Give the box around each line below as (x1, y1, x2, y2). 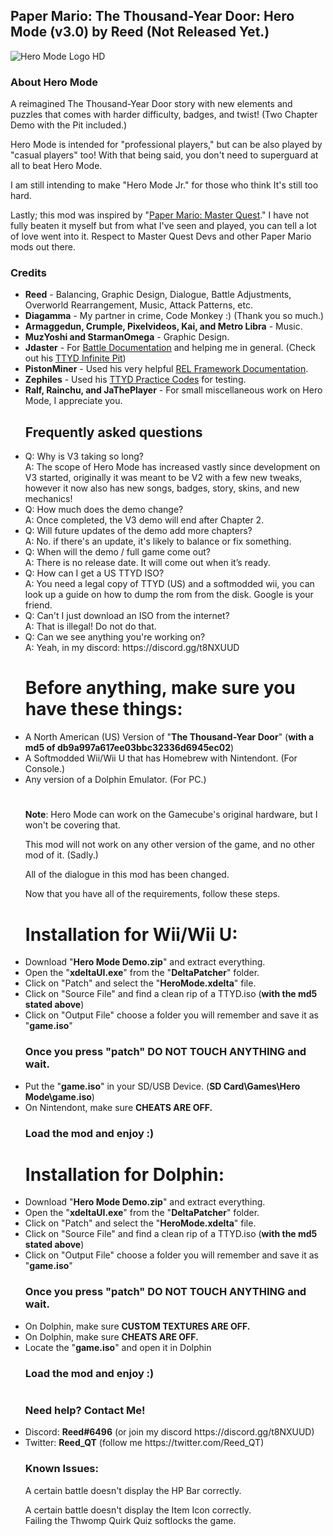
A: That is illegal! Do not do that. (24, 620, 157, 633)
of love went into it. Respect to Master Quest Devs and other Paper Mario (10, 230, 312, 243)
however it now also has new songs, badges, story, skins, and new (24, 482, 300, 494)
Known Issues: (24, 1462, 99, 1476)
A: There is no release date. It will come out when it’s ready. (24, 557, 271, 569)
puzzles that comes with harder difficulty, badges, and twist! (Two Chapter (10, 109, 318, 121)
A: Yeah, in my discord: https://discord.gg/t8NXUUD (24, 642, 240, 654)
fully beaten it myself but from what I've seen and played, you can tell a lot (10, 220, 317, 232)
